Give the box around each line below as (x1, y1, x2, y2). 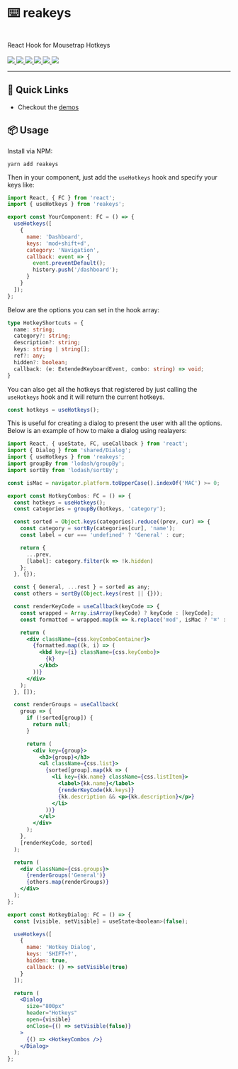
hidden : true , (25, 957, 69, 965)
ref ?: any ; (13, 352, 46, 360)
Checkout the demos (17, 103, 79, 111)
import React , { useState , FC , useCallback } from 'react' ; (7, 440, 189, 447)
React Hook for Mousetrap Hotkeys (7, 40, 110, 49)
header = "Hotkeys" (25, 1009, 78, 1016)
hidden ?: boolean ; (13, 358, 69, 366)
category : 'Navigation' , (25, 246, 100, 253)
